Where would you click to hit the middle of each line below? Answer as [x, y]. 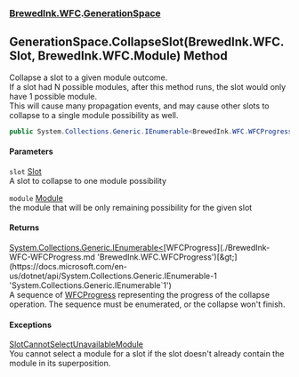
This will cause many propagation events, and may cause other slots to [139, 106]
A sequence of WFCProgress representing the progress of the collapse [139, 295]
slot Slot [25, 171]
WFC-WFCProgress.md [53, 257]
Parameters [31, 152]
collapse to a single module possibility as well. [94, 115]
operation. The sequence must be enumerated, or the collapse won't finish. [147, 304]
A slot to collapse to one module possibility [88, 180]
